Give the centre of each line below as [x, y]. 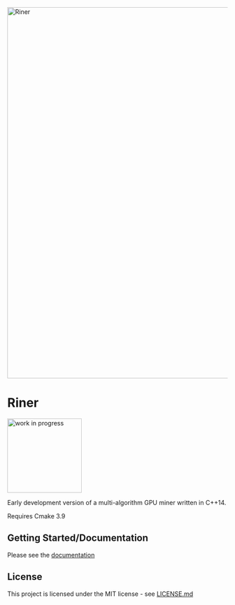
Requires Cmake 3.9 [36, 516]
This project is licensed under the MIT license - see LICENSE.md [100, 594]
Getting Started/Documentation [78, 538]
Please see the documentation [51, 555]
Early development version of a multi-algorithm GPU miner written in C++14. [117, 502]
